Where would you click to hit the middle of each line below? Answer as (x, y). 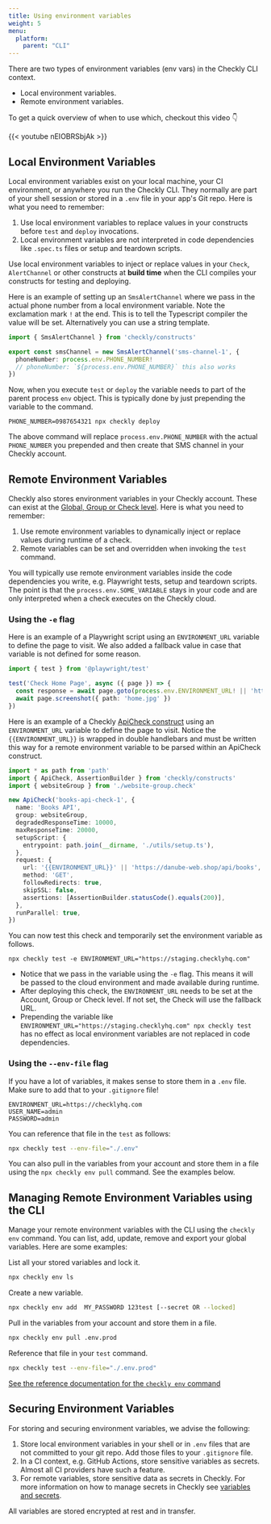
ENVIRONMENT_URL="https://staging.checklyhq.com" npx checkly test (135, 1026)
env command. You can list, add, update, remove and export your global (128, 1238)
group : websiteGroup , (52, 815)
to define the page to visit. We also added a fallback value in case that (125, 646)
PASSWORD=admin (34, 1119)
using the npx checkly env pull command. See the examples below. (122, 1172)
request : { (34, 860)
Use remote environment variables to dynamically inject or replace (130, 532)
